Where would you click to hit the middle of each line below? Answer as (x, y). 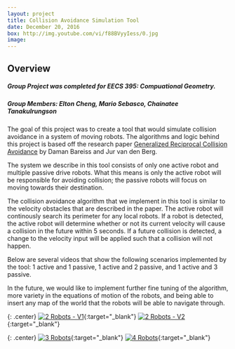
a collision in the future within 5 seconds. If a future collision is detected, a (115, 231)
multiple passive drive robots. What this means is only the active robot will (114, 172)
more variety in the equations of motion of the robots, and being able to (110, 295)
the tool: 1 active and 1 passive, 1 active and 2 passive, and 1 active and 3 (113, 267)
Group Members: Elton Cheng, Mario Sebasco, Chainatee (93, 104)
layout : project (31, 14)
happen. (19, 246)
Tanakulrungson (32, 111)
